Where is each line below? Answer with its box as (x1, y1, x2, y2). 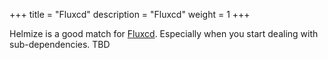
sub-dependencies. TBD (9, 39, 111, 50)
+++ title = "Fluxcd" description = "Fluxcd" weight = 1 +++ (9, 9, 251, 20)
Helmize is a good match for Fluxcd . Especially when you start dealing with (9, 28, 319, 39)
